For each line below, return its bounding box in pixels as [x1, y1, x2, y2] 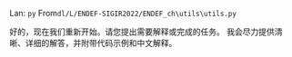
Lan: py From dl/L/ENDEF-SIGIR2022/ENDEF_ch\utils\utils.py [9, 8, 237, 18]
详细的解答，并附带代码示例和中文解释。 [25, 38, 177, 48]
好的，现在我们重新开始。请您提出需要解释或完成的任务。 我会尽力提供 [9, 26, 275, 37]
